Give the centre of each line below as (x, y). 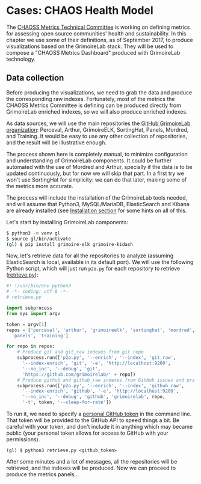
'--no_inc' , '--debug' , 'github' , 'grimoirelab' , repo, (94, 397)
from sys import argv (33, 313)
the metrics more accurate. (40, 186)
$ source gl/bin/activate (39, 239)
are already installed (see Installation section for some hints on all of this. (97, 210)
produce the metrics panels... (43, 474)
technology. (21, 59)
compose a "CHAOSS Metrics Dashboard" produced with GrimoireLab (93, 52)
